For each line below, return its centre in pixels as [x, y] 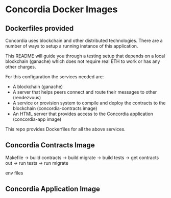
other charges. [21, 67]
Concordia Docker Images [62, 9]
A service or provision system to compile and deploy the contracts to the [89, 103]
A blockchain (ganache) [38, 86]
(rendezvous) [27, 97]
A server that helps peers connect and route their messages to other [85, 92]
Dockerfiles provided [40, 28]
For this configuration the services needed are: [55, 77]
